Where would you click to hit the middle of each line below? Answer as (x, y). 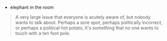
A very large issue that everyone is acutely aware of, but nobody (83, 17)
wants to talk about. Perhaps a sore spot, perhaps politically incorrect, (89, 23)
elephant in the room (32, 7)
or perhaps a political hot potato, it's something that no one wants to (87, 28)
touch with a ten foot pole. (43, 33)
